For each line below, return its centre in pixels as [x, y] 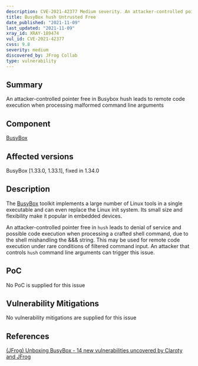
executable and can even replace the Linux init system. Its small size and [94, 209]
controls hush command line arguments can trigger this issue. [80, 252]
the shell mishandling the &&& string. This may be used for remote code [93, 240]
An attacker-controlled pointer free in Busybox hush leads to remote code [96, 99]
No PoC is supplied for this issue [46, 285]
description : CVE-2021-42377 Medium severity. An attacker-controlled [95, 11]
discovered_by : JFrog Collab [42, 55]
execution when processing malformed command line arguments [85, 105]
